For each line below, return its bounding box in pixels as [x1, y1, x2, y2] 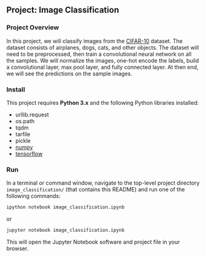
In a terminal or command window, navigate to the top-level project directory [6, 179, 200, 186]
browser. [6, 245, 29, 252]
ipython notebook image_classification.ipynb [6, 204, 124, 210]
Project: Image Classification [6, 5, 120, 15]
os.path [15, 117, 35, 125]
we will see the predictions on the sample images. [6, 70, 133, 77]
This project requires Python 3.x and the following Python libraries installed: [6, 99, 199, 106]
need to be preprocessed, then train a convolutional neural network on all [6, 50, 192, 58]
